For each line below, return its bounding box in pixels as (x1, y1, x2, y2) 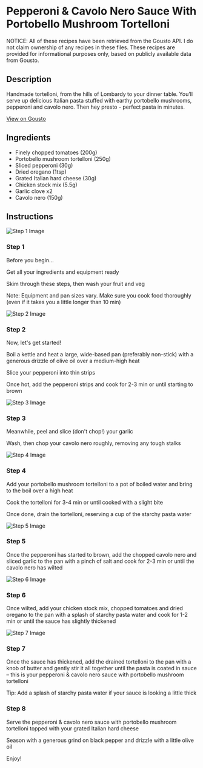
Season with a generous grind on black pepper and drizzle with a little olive (6, 736, 195, 744)
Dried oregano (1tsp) (15, 168, 67, 175)
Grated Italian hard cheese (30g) (15, 174, 97, 182)
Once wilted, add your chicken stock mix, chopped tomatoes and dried (6, 605, 184, 612)
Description (6, 74, 52, 84)
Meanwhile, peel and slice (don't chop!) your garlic (6, 428, 133, 435)
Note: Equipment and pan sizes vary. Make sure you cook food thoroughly (6, 291, 192, 299)
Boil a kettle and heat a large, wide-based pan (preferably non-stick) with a (6, 350, 194, 358)
